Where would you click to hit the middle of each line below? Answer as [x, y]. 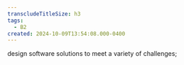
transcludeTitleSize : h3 [44, 14]
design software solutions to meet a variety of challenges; [92, 54]
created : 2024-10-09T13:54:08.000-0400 [66, 34]
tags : [15, 20]
